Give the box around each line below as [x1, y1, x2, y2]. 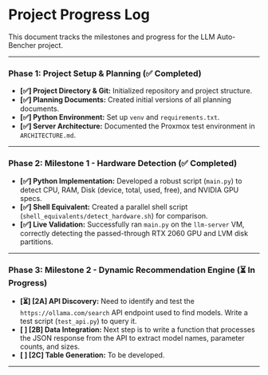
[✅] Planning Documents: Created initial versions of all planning [19, 95, 231, 105]
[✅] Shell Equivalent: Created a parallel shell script [19, 202, 188, 211]
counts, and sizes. [19, 341, 81, 351]
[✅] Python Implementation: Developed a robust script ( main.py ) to [19, 176, 242, 185]
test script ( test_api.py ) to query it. [19, 316, 137, 326]
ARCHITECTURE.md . [19, 130, 77, 140]
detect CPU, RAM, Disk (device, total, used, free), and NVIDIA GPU [19, 185, 239, 195]
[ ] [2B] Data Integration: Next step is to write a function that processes [19, 325, 255, 334]
